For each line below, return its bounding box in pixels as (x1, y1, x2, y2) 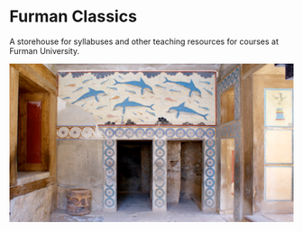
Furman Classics (9, 6, 138, 27)
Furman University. (9, 45, 79, 56)
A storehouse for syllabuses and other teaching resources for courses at (9, 36, 280, 47)
